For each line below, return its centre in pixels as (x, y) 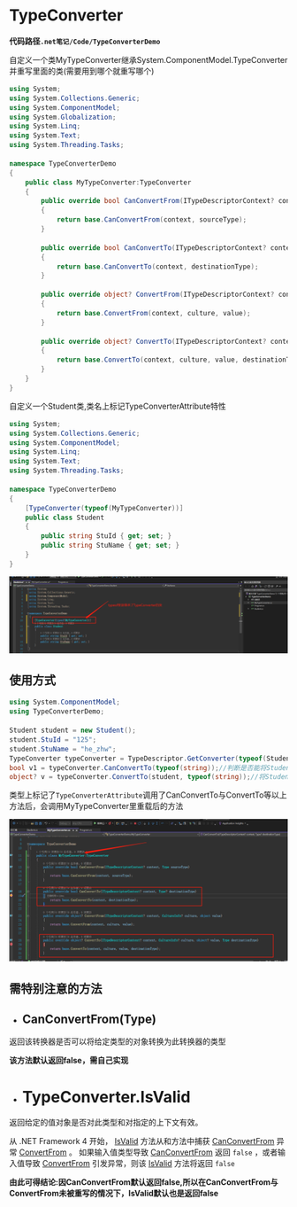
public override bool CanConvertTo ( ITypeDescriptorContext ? (154, 248)
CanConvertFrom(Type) (89, 1019)
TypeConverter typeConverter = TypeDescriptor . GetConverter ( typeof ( (138, 759)
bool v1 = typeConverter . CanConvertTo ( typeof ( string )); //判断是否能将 (138, 767)
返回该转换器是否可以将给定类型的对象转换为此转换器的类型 (118, 1041)
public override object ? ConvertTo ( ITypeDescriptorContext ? (154, 341)
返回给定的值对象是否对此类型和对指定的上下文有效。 (106, 1123)
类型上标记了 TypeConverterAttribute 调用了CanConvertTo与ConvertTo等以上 (148, 795)
